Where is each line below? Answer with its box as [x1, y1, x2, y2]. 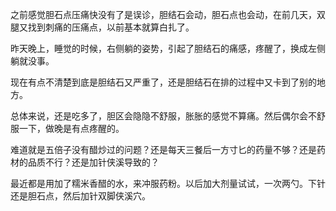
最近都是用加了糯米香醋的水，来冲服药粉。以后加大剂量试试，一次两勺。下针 [10, 178, 326, 189]
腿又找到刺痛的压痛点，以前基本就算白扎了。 [10, 21, 195, 33]
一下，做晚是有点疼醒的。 [18, 123, 125, 134]
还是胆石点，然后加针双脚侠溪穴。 [10, 190, 151, 202]
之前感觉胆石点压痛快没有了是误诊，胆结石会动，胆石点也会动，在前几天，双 [10, 9, 326, 20]
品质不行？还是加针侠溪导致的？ [27, 156, 160, 168]
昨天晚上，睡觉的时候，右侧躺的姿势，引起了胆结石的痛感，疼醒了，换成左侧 [10, 43, 326, 54]
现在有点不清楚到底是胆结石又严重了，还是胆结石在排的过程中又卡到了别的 [10, 76, 317, 88]
